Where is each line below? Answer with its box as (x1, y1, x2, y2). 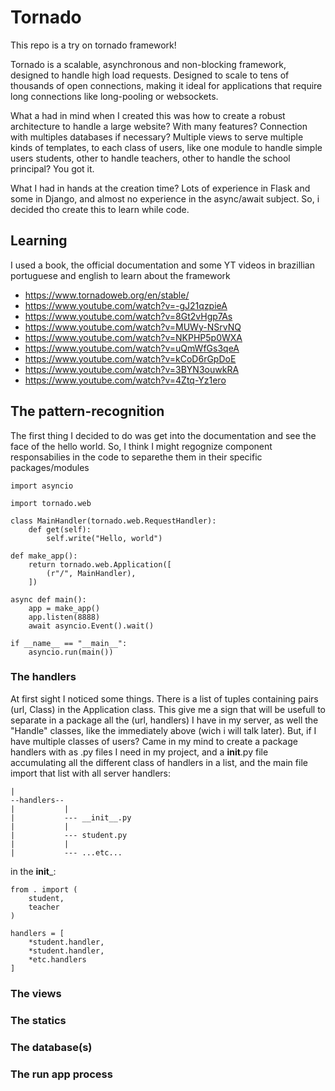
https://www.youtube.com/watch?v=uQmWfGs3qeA (24, 342, 240, 354)
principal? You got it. (10, 162, 95, 175)
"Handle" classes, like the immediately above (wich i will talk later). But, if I (10, 724, 317, 736)
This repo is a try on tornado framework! (10, 39, 177, 51)
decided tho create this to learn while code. (10, 203, 190, 215)
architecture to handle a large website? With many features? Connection (10, 120, 308, 132)
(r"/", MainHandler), (46, 568, 137, 578)
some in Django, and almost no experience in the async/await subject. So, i (10, 192, 320, 205)
